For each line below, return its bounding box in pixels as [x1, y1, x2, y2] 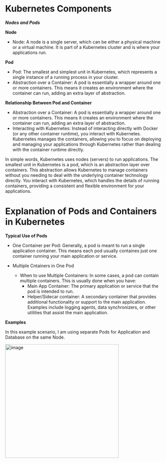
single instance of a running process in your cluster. [12, 74, 119, 80]
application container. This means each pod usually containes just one [12, 248, 157, 254]
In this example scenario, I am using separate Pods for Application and [5, 329, 150, 335]
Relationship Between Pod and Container [5, 99, 92, 105]
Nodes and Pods [5, 19, 40, 25]
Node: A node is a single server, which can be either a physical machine [12, 38, 161, 45]
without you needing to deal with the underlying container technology [5, 172, 149, 178]
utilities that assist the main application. [27, 309, 109, 315]
